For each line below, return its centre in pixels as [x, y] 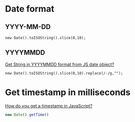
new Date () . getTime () [27, 115]
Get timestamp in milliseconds [68, 92]
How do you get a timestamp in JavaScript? [49, 106]
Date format [30, 9]
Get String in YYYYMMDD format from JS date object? [60, 64]
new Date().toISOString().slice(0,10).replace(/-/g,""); [64, 73]
